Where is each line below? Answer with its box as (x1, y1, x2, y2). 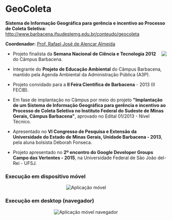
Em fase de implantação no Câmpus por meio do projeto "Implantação (12, 97, 163, 103)
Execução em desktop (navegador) (5, 197, 95, 205)
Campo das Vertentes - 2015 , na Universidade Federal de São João (12, 155, 157, 161)
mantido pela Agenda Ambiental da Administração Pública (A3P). (12, 71, 150, 77)
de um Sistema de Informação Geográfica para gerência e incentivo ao (12, 102, 166, 108)
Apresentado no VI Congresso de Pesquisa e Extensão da (12, 128, 137, 135)
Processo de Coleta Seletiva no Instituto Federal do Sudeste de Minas (12, 107, 164, 114)
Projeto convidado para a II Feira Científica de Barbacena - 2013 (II (12, 81, 155, 87)
